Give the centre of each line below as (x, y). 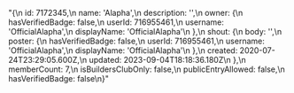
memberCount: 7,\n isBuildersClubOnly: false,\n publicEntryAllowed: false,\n (147, 69)
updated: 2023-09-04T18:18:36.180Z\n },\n (168, 60)
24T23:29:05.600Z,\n (48, 60)
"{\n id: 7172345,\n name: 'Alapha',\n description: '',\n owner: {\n (126, 13)
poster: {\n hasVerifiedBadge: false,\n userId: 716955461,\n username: (136, 41)
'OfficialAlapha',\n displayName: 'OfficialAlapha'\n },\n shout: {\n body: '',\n (145, 31)
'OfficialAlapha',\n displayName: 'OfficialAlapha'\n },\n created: (123, 50)
